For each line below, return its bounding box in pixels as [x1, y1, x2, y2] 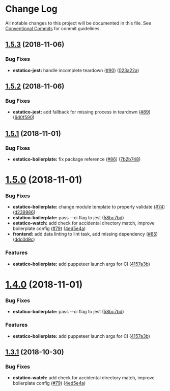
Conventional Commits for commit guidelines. [5, 25, 101, 31]
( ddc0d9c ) [12, 236, 35, 243]
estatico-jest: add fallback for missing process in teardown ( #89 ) [12, 109, 151, 115]
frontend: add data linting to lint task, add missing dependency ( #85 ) [12, 231, 158, 237]
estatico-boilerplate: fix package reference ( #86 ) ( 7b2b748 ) [12, 156, 141, 162]
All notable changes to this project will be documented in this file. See [5, 20, 152, 26]
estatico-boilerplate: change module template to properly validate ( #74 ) [12, 204, 165, 210]
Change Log [5, 3, 58, 15]
